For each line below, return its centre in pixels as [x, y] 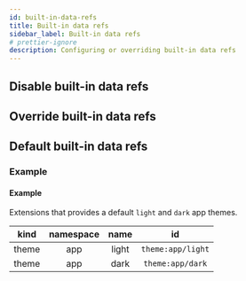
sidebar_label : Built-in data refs [75, 34]
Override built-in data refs [83, 116]
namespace [74, 234]
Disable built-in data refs [79, 86]
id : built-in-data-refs [53, 17]
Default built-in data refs [79, 147]
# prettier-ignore [43, 42]
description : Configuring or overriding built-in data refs [123, 51]
